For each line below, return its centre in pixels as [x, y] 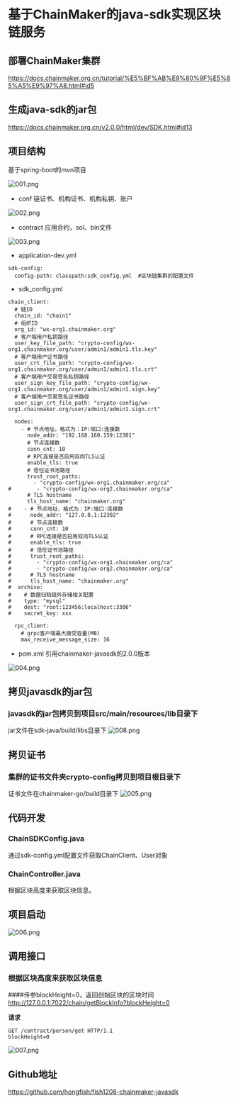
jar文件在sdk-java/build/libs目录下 [57, 730]
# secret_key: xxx [40, 613]
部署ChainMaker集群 [55, 61]
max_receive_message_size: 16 [66, 639]
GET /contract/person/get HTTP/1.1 [61, 1031]
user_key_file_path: [45, 343]
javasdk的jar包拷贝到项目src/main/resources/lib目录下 [103, 713]
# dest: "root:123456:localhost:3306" [70, 607]
